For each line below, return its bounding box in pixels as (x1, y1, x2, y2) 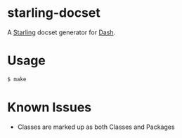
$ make (7, 76, 27, 83)
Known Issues (7, 99, 92, 115)
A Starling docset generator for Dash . (7, 28, 116, 36)
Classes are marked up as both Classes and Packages (17, 123, 175, 131)
